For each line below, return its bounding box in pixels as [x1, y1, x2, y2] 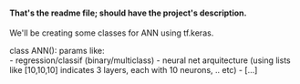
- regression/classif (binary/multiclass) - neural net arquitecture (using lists [9, 55, 291, 66]
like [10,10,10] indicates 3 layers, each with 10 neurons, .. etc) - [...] [9, 65, 258, 76]
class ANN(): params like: [9, 46, 105, 57]
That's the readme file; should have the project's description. [9, 7, 247, 18]
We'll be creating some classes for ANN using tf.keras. [9, 27, 214, 38]
